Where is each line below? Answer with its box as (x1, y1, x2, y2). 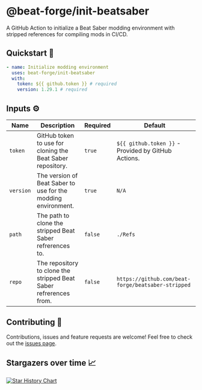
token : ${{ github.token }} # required (17, 81, 117, 87)
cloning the (37, 146, 69, 155)
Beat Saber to (37, 179, 76, 187)
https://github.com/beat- (116, 275, 191, 282)
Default (144, 121, 166, 129)
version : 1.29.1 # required (17, 86, 87, 93)
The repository (37, 258, 79, 267)
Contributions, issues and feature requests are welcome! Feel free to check (6, 333, 193, 340)
